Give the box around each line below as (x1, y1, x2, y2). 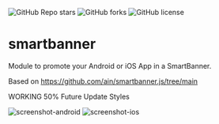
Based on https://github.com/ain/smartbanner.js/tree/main (8, 76, 198, 86)
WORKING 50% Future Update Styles (8, 92, 130, 101)
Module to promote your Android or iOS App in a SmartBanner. (8, 61, 212, 70)
